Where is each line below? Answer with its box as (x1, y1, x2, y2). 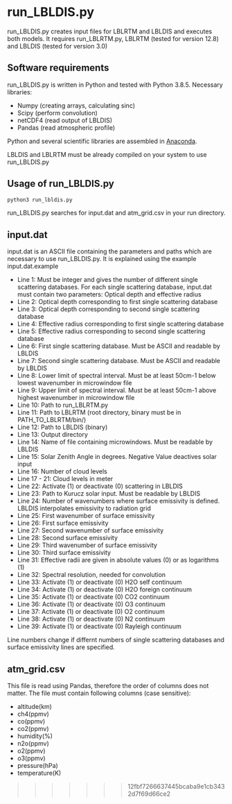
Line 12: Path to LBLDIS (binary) (17, 423, 108, 431)
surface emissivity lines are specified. (7, 643, 116, 651)
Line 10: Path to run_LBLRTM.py (17, 401, 109, 410)
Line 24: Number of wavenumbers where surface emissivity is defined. (17, 497, 220, 505)
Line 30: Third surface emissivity (17, 548, 111, 557)
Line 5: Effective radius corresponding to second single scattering (17, 327, 206, 335)
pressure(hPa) (17, 762, 59, 770)
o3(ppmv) (17, 754, 46, 762)
